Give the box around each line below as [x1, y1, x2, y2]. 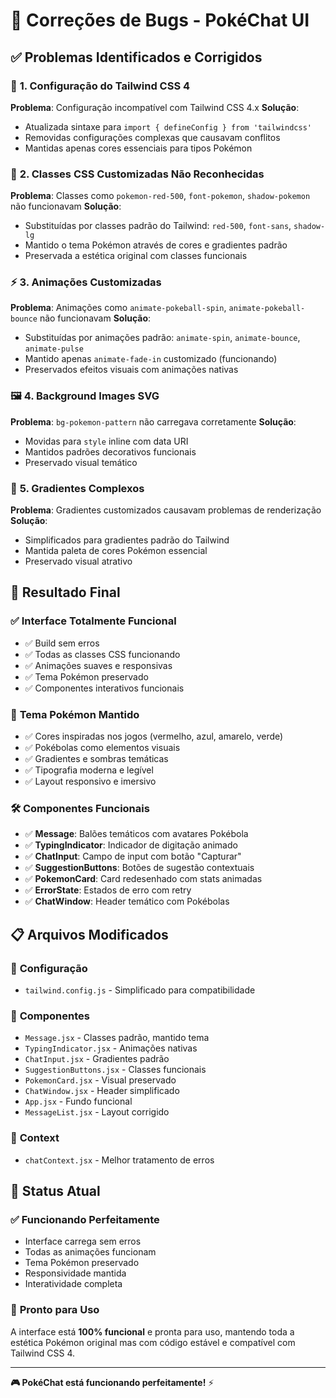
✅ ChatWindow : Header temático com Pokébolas [24, 895, 230, 908]
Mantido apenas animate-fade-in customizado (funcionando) [24, 353, 278, 365]
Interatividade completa [24, 1278, 123, 1290]
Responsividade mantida [24, 1267, 127, 1279]
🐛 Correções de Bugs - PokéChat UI [10, 9, 310, 32]
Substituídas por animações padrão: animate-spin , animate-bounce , [24, 332, 301, 344]
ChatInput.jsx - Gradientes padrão [24, 1053, 170, 1065]
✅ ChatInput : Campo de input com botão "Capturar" [24, 850, 242, 863]
